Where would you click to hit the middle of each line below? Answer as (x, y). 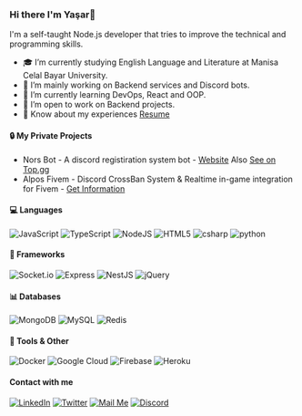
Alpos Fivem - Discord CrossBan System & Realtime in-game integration (158, 179)
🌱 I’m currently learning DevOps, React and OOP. (114, 95)
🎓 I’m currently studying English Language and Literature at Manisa (151, 62)
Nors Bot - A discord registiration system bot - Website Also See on (149, 160)
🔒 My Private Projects (51, 135)
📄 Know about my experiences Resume (96, 114)
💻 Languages (36, 210)
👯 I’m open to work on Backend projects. (99, 105)
